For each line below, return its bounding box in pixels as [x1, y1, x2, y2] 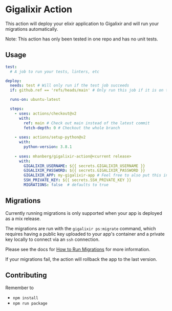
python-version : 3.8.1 [24, 144, 72, 149]
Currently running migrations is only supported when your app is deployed [5, 210, 162, 216]
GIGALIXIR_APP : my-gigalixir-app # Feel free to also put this [24, 173, 161, 178]
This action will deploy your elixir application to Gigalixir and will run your [5, 20, 159, 27]
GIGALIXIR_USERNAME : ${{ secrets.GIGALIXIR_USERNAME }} [24, 163, 145, 168]
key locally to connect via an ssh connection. [5, 236, 100, 242]
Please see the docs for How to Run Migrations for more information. [5, 246, 150, 252]
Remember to [5, 284, 34, 291]
